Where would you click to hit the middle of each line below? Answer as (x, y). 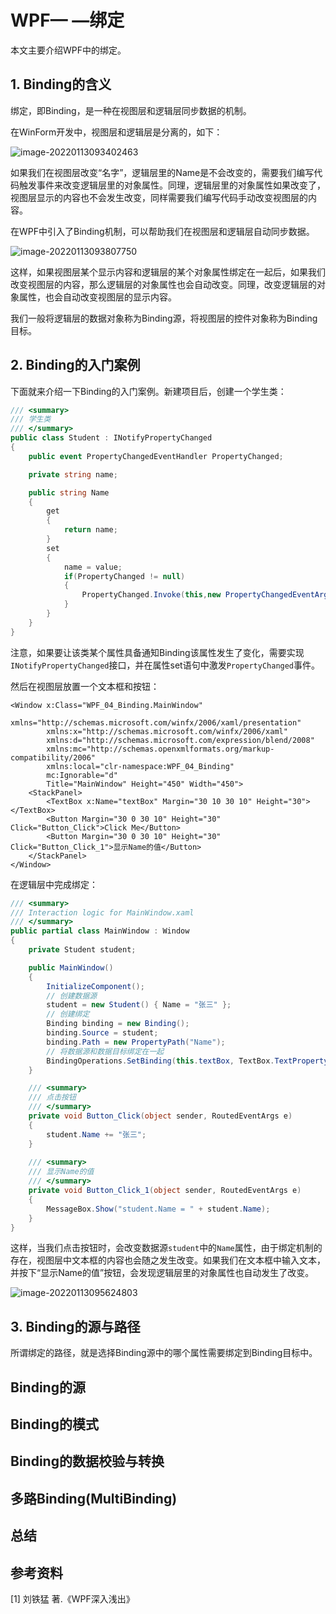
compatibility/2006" (53, 757)
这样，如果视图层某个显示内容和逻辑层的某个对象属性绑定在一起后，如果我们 (168, 272)
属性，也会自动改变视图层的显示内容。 (97, 297)
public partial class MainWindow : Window (100, 931)
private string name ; (73, 474)
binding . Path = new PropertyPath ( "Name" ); (136, 1042)
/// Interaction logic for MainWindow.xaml (102, 912)
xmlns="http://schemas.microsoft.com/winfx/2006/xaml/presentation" (156, 722)
